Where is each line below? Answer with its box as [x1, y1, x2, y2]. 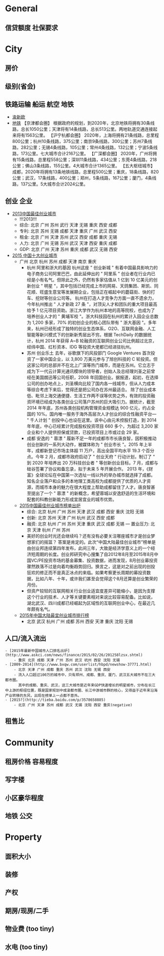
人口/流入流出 [5, 634, 46, 642]
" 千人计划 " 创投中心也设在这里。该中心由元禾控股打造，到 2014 [26, 417, 157, 423]
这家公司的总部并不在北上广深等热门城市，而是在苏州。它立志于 [26, 362, 155, 368]
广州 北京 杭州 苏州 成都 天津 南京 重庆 [19, 259, 97, 264]
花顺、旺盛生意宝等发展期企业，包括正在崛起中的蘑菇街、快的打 [26, 289, 155, 295]
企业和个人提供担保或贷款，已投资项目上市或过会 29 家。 [26, 429, 142, 435]
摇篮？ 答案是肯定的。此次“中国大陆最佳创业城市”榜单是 [43, 539, 156, 545]
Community [5, 737, 54, 748]
